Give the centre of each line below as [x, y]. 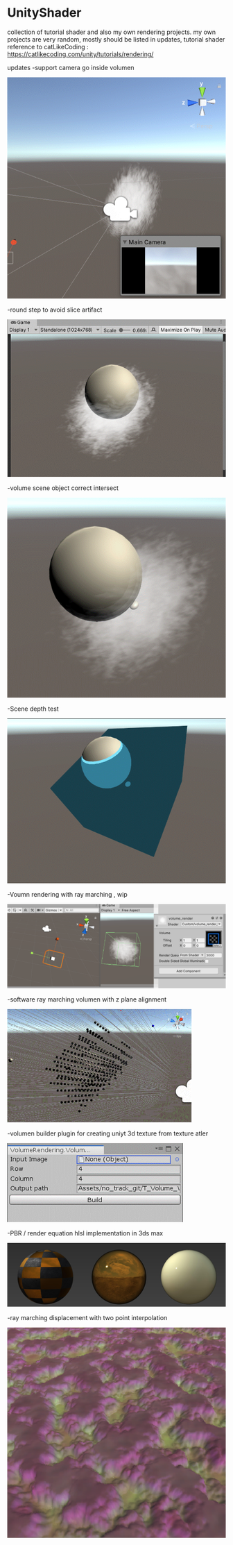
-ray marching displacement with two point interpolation [87, 1317]
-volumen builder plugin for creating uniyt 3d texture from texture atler [108, 1133]
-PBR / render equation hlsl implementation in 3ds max [85, 1233]
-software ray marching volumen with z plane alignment [87, 999]
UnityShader [44, 13]
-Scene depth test [33, 709]
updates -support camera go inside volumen [71, 67]
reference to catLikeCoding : [48, 47]
